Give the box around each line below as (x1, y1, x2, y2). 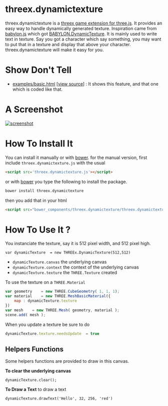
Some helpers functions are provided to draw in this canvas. (5, 358, 129, 364)
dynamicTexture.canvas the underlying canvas (12, 259, 107, 265)
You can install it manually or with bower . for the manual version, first (5, 154, 147, 160)
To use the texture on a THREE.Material (5, 279, 85, 285)
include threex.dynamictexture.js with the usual (5, 159, 105, 166)
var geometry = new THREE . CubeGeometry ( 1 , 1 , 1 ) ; (5, 289, 120, 294)
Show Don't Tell (5, 64, 71, 76)
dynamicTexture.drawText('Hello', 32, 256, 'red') (5, 396, 113, 401)
